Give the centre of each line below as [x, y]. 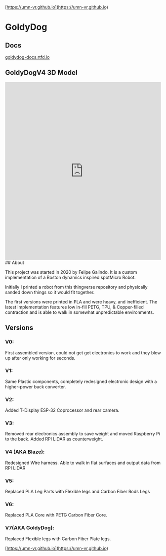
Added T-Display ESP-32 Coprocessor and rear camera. [62, 410]
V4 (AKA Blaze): [25, 452]
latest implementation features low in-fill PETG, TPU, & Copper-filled [75, 307]
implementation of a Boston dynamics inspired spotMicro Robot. [70, 277]
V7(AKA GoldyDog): [30, 528]
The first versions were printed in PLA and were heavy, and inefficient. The [81, 301]
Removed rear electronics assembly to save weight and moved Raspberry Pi [83, 434]
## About [15, 262]
